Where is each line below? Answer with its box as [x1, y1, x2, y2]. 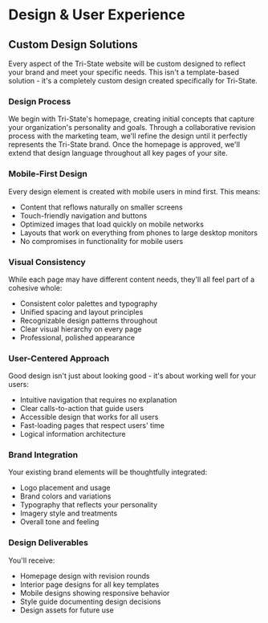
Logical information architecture [19, 430, 126, 439]
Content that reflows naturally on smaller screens [19, 202, 183, 212]
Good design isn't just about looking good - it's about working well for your [8, 371, 257, 381]
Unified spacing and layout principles [19, 307, 144, 316]
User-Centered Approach [8, 352, 110, 364]
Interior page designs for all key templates [19, 580, 160, 589]
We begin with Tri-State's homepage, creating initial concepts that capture [8, 114, 255, 124]
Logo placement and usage [19, 483, 111, 493]
